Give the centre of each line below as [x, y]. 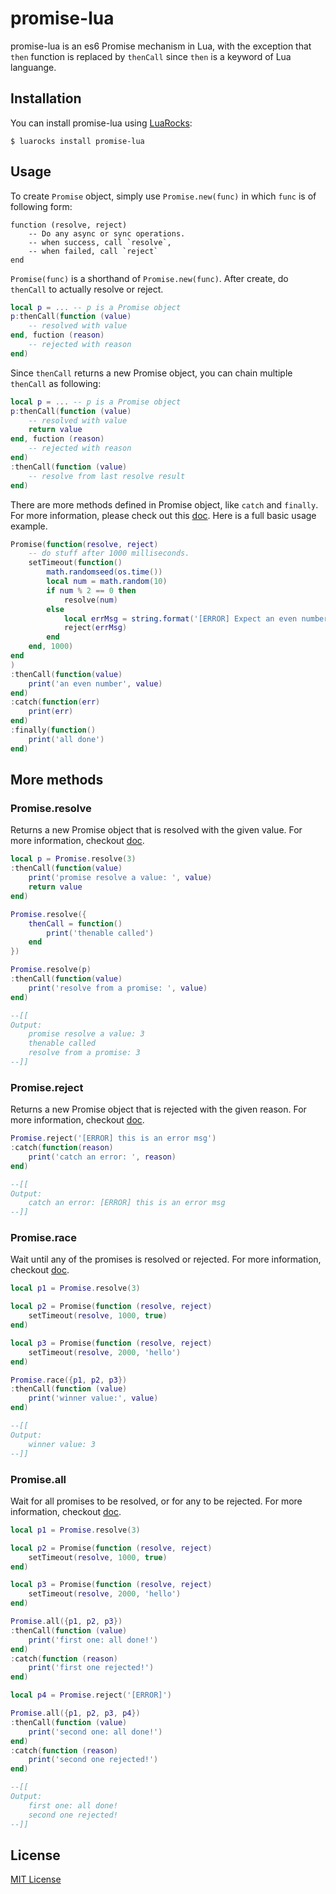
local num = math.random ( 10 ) [107, 582]
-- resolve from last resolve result [107, 476]
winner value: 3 [62, 1444]
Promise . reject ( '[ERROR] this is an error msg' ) [113, 1138]
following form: [41, 206]
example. [29, 526]
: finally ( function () [53, 730]
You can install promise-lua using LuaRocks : [101, 123]
